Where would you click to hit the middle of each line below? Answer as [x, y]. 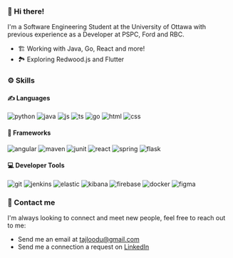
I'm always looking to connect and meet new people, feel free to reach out [116, 218]
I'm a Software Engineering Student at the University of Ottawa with [107, 27]
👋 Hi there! [26, 11]
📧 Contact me [31, 202]
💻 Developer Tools [36, 165]
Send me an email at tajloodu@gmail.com [79, 239]
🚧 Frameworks [29, 133]
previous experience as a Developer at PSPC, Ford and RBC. [96, 34]
